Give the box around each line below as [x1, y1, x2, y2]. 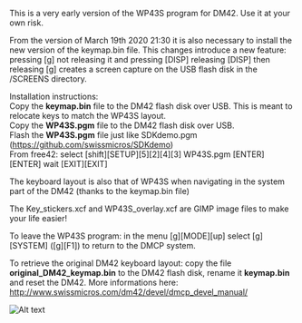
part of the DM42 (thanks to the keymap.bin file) [9, 186, 190, 196]
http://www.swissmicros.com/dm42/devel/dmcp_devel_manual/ [9, 287, 248, 298]
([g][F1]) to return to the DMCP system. [49, 240, 197, 250]
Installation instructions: [9, 91, 99, 102]
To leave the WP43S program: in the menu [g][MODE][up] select [9, 230, 251, 241]
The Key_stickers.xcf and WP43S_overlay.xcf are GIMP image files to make [9, 203, 289, 214]
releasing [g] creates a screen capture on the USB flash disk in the [9, 64, 258, 74]
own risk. [9, 17, 44, 28]
